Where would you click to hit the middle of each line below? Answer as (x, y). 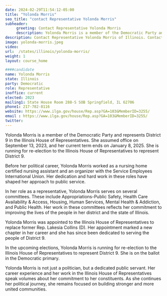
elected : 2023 (20, 98)
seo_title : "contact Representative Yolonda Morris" (61, 19)
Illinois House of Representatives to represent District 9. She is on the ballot (83, 253)
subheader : (16, 24)
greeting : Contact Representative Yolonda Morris (69, 28)
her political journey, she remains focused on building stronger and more (80, 284)
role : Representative (28, 88)
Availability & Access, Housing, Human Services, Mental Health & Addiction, (83, 202)
